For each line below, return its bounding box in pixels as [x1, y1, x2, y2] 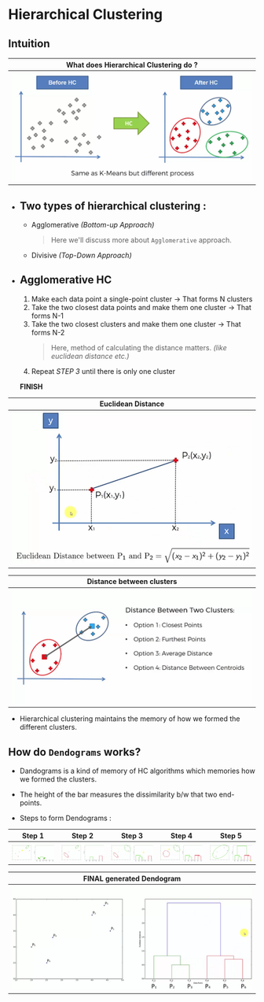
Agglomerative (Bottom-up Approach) [31, 220, 155, 230]
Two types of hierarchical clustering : [19, 199, 207, 213]
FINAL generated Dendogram [82, 874, 181, 883]
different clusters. [19, 723, 77, 732]
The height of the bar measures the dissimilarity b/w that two [19, 789, 218, 800]
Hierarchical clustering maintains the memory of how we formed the [19, 714, 241, 723]
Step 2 [71, 830, 94, 840]
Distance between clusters [86, 577, 178, 586]
